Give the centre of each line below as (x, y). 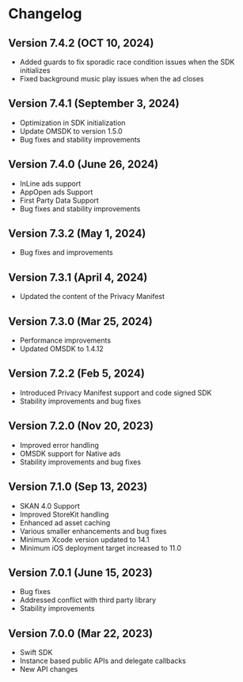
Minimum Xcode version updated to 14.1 (84, 540)
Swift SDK (36, 653)
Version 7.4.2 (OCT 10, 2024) (81, 43)
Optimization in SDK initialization (72, 123)
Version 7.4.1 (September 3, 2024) (94, 104)
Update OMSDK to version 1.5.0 (71, 131)
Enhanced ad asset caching (65, 522)
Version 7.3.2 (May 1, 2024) (77, 234)
